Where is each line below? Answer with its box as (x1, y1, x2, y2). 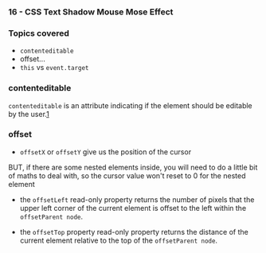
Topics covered (8, 27, 70, 38)
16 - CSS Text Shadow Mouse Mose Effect (8, 6, 174, 18)
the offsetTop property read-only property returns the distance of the (19, 227, 248, 236)
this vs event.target (19, 63, 89, 72)
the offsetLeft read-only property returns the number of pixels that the (19, 194, 255, 204)
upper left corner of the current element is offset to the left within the (19, 203, 247, 212)
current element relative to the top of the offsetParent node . (19, 235, 217, 245)
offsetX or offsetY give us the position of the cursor (19, 146, 192, 157)
